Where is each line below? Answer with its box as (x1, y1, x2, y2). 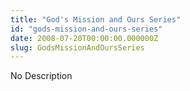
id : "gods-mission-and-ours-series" (10, 24, 163, 34)
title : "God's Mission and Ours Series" (10, 14, 182, 25)
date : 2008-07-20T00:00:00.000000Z (10, 33, 159, 43)
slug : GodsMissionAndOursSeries (10, 42, 145, 53)
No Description (10, 70, 73, 82)
